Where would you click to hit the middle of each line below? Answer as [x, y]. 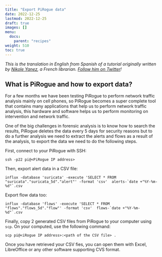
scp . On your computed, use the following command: [58, 226]
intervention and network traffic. [37, 116]
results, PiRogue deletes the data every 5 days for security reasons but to [79, 131]
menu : [10, 32]
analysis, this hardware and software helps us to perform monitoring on [77, 112]
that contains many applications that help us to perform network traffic [76, 106]
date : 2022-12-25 [23, 14]
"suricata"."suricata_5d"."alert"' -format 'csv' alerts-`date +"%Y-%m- [81, 182]
